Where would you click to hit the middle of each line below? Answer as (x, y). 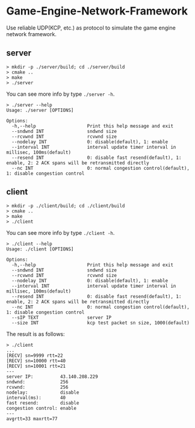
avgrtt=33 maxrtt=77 (32, 419)
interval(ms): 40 (36, 398)
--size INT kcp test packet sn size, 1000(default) (101, 323)
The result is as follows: (36, 334)
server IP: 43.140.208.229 (52, 377)
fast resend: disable (43, 403)
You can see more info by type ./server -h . (60, 94)
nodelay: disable (43, 392)
